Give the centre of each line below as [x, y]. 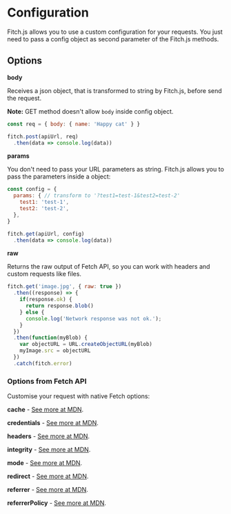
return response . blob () [60, 306]
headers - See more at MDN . [49, 436]
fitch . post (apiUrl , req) [43, 136]
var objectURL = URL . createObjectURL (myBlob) [86, 345]
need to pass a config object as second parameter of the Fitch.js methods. [113, 39]
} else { [32, 312]
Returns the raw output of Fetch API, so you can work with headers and [109, 267]
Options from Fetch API [47, 381]
